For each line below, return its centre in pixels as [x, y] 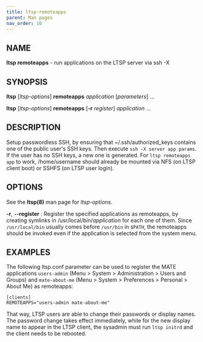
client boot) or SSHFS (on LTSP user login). [60, 168]
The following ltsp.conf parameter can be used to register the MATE [91, 267]
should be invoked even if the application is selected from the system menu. [102, 233]
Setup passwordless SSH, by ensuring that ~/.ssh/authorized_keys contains [101, 142]
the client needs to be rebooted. [46, 333]
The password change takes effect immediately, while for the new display [98, 321]
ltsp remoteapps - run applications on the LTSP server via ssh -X [88, 63]
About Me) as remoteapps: [40, 287]
